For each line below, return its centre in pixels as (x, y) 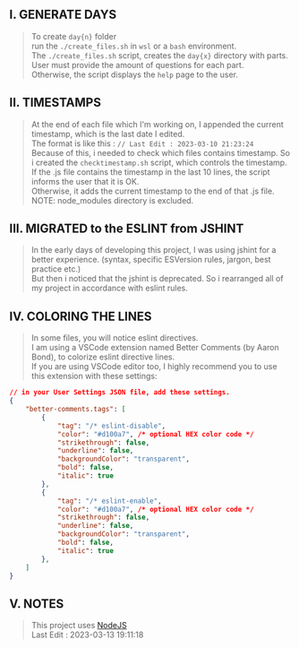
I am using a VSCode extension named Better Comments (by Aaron (155, 348)
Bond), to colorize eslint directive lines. (103, 357)
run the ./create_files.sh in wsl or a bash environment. (134, 46)
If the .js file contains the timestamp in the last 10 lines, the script (150, 172)
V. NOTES (37, 604)
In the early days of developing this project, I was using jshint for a (154, 250)
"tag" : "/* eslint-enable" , (110, 501)
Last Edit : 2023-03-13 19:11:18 (87, 635)
